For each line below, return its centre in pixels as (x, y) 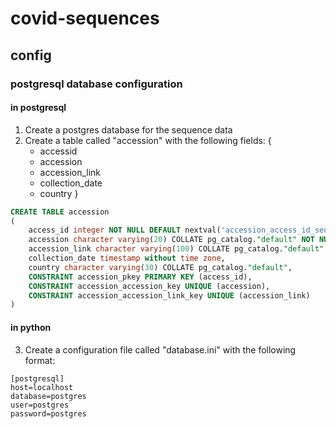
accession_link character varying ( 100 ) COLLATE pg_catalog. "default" (176, 249)
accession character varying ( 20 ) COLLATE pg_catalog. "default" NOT (171, 240)
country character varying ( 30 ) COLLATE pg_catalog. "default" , (160, 267)
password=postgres (48, 413)
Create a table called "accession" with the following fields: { (148, 140)
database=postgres (48, 396)
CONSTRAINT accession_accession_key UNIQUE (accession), (149, 286)
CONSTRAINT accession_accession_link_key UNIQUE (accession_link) (169, 295)
